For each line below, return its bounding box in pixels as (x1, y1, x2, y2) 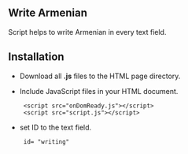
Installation (8, 51, 65, 64)
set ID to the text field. (19, 122, 92, 132)
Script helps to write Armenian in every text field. (8, 27, 167, 36)
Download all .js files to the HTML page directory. (19, 71, 181, 81)
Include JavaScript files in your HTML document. (19, 86, 179, 96)
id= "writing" (23, 137, 70, 145)
